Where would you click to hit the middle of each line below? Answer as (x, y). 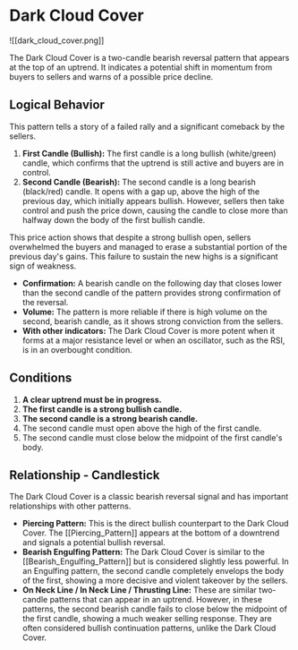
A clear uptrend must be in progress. (92, 399)
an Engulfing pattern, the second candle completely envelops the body (153, 571)
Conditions (41, 378)
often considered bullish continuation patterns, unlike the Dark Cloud (149, 629)
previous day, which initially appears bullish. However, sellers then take (153, 201)
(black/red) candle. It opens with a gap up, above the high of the (141, 191)
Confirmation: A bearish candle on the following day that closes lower (152, 283)
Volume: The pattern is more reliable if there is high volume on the (145, 312)
